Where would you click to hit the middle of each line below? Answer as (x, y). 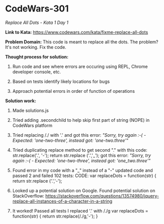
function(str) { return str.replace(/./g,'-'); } (55, 216)
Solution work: (21, 101)
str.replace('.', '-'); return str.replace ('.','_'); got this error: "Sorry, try (82, 155)
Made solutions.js (30, 110)
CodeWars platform (32, 125)
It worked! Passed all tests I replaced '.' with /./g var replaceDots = (80, 211)
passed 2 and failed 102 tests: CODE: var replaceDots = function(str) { (84, 176)
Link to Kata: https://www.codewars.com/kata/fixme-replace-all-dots (77, 32)
